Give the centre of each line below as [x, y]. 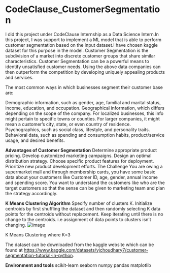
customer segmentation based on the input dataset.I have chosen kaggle [82, 45]
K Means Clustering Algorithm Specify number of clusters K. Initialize [79, 203]
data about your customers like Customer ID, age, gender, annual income [82, 177]
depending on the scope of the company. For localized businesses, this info [84, 113]
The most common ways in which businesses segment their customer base [84, 87]
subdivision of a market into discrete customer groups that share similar [80, 56]
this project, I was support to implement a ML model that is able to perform [83, 40]
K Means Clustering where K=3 [38, 234]
